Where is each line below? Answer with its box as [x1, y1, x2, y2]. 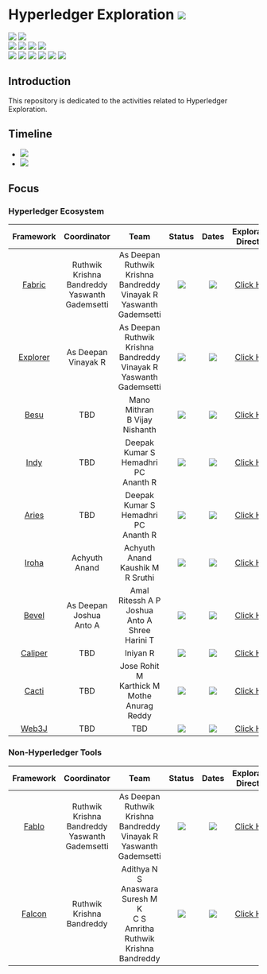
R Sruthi [124, 572, 155, 583]
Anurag [126, 701, 153, 712]
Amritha [124, 923, 155, 934]
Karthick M [118, 681, 161, 692]
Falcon [21, 908, 47, 919]
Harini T [124, 635, 155, 646]
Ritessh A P [118, 595, 161, 606]
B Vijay [126, 415, 153, 426]
